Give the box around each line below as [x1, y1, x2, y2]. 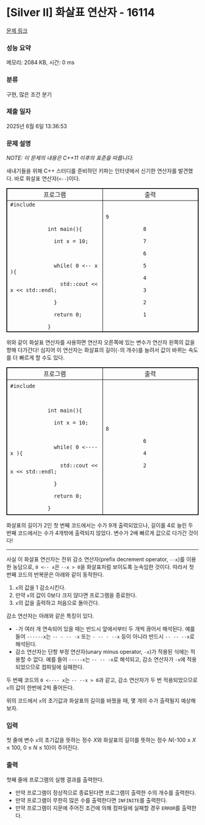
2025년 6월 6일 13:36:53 [6, 122, 67, 130]
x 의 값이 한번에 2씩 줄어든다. [6, 684, 74, 691]
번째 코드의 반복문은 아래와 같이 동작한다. [6, 571, 104, 578]
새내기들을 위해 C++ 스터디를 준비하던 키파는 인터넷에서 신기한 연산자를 [6, 167, 177, 175]
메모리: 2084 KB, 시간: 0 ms [6, 59, 75, 66]
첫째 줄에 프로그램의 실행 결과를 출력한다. [6, 776, 104, 783]
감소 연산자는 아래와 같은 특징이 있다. [6, 612, 95, 620]
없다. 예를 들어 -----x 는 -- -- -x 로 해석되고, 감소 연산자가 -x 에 [33, 656, 186, 663]
